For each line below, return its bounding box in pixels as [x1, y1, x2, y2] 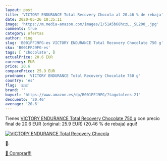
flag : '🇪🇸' [5, 83, 30, 88]
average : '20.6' [5, 102, 39, 107]
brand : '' [5, 87, 26, 93]
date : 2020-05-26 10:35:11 [5, 17, 62, 22]
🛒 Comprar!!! [5, 150, 32, 156]
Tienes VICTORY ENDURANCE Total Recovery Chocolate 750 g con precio [5, 115, 160, 122]
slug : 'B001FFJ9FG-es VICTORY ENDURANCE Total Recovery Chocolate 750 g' [5, 41, 164, 46]
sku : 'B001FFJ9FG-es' [5, 45, 51, 50]
